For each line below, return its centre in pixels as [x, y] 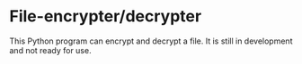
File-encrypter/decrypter [106, 16]
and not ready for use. [50, 50]
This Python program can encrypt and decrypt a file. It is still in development [151, 41]
